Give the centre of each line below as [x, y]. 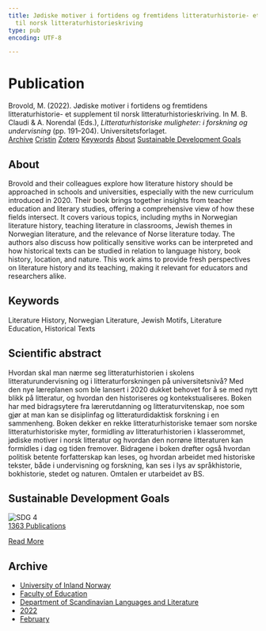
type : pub [25, 30]
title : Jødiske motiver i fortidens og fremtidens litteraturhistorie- [129, 15]
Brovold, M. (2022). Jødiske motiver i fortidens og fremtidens [108, 106]
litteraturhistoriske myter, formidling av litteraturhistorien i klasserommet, [127, 431]
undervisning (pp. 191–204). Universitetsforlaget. [88, 131]
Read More [26, 541]
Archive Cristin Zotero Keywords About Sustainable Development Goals [125, 140]
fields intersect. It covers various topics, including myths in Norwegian [123, 217]
